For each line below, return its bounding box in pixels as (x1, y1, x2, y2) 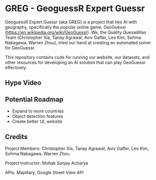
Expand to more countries (12, 108, 64, 114)
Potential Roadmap (5, 95, 64, 104)
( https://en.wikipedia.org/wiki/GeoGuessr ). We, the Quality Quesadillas (5, 29, 146, 35)
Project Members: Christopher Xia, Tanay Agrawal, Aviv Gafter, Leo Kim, (5, 145, 149, 151)
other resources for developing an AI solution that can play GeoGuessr (5, 59, 146, 65)
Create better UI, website (12, 119, 62, 125)
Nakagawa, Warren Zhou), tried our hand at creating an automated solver (5, 39, 152, 45)
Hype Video (5, 79, 42, 87)
